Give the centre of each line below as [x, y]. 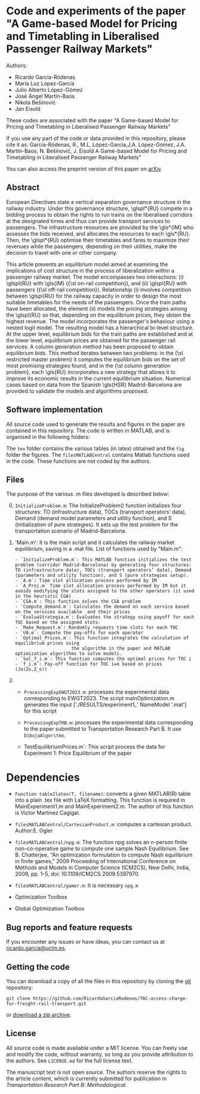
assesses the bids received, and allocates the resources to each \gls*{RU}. [99, 233]
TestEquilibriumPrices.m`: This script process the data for [94, 747]
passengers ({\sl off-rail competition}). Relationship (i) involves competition [99, 289]
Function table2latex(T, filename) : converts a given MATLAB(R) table [103, 794]
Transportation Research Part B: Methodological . [67, 1084]
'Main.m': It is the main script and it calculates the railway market [95, 543]
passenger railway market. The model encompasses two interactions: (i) [95, 277]
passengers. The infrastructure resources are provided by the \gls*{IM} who [100, 227]
